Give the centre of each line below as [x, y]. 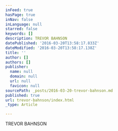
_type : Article [21, 105]
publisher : [17, 67]
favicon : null [25, 86]
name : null [21, 72]
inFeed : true [19, 10]
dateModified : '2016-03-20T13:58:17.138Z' [51, 48]
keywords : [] [19, 34]
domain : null [24, 76]
